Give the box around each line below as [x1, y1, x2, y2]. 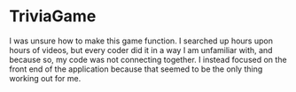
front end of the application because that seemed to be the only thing [9, 64, 263, 74]
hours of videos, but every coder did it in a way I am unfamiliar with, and [9, 44, 273, 55]
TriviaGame [9, 6, 97, 27]
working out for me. [9, 73, 82, 83]
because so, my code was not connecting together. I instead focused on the [9, 54, 287, 65]
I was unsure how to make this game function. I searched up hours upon [9, 35, 273, 46]
